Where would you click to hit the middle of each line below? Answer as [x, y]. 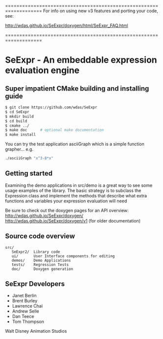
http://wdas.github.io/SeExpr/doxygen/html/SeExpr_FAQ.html [67, 25]
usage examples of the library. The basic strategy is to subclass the [73, 190]
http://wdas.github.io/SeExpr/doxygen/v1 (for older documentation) [73, 220]
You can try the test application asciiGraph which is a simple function [75, 144]
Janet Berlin [24, 296]
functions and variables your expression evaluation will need [66, 201]
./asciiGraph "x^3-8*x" [29, 158]
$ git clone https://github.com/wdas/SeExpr [51, 107]
